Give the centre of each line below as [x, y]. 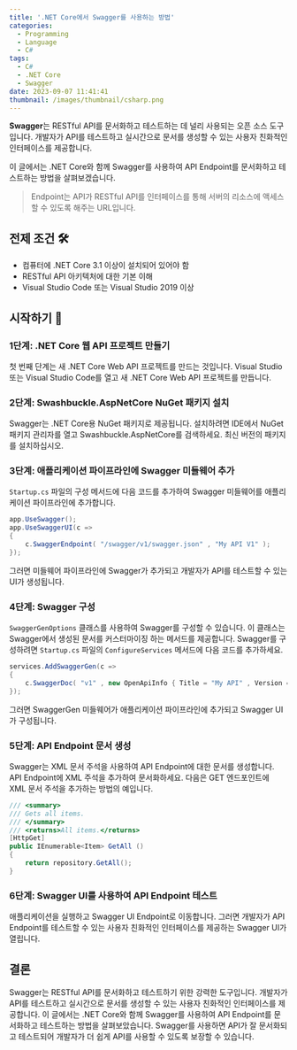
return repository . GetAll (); [79, 863]
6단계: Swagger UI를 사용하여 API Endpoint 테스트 [114, 895]
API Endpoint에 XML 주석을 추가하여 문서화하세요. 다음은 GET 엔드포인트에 [139, 777]
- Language [37, 42]
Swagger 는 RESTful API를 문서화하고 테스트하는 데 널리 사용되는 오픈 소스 [138, 126]
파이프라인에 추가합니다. [74, 503]
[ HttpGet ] [27, 838]
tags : [19, 58]
